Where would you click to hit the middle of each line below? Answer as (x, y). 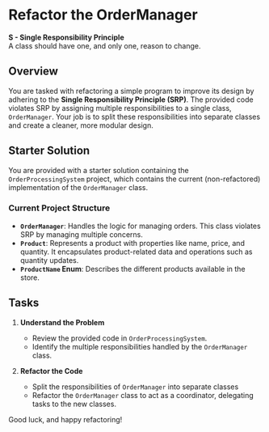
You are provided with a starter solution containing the (99, 170)
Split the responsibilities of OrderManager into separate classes (135, 387)
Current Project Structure (59, 208)
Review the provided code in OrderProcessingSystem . (120, 338)
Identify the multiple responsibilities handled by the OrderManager (140, 346)
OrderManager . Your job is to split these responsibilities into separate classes (134, 116)
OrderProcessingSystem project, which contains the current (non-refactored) (134, 179)
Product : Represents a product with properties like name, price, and (132, 243)
